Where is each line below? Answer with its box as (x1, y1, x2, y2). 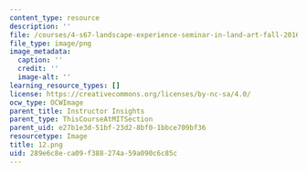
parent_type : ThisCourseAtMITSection (9, 115, 153, 124)
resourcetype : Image (9, 132, 89, 141)
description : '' (9, 22, 71, 31)
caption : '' (17, 56, 64, 65)
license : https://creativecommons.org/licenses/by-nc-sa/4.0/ (9, 89, 251, 98)
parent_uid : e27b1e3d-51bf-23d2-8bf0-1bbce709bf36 (9, 124, 206, 133)
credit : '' (17, 65, 59, 74)
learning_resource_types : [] (9, 81, 121, 90)
